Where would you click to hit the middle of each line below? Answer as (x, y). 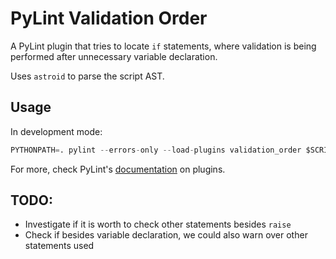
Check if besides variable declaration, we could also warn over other (166, 235)
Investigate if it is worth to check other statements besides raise (158, 224)
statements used (59, 246)
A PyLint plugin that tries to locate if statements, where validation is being (163, 46)
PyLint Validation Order (109, 18)
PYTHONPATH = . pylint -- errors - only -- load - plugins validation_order (156, 150)
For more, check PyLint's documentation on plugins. (118, 169)
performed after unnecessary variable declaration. (114, 56)
